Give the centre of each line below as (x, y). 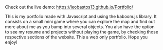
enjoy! (11, 42)
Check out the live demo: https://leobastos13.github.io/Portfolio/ (69, 7)
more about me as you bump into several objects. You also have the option (80, 27)
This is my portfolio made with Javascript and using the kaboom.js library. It (81, 16)
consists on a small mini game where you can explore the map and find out (80, 22)
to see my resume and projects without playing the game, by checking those (82, 32)
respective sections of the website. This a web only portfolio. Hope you (76, 37)
